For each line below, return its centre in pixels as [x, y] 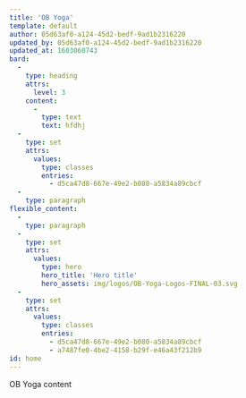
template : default [43, 26]
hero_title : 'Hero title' [90, 275]
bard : [19, 59]
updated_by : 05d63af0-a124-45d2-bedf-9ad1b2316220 [106, 42]
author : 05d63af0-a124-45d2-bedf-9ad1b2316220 [98, 34]
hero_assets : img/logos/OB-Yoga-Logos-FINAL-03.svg [140, 284]
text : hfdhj [64, 126]
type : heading [51, 76]
